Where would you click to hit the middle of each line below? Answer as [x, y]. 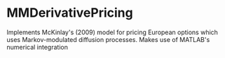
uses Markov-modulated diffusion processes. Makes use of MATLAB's [108, 39]
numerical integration [37, 47]
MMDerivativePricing [70, 13]
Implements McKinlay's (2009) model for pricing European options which [112, 32]
